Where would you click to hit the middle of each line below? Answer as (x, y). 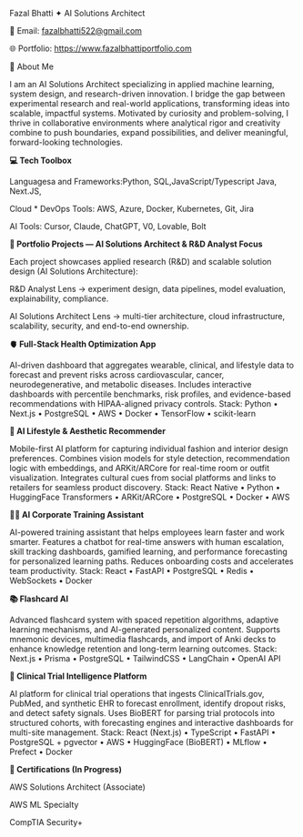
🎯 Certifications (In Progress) (66, 769)
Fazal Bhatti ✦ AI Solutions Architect (77, 13)
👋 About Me (32, 66)
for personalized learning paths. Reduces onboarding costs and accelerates (151, 561)
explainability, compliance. (59, 298)
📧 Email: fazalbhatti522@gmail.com (76, 30)
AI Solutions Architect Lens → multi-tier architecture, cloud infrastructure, (147, 316)
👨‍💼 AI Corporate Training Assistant (76, 514)
